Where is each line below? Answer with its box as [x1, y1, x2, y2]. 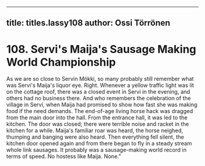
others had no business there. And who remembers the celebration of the [6, 95, 191, 102]
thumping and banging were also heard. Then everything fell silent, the [6, 133, 184, 140]
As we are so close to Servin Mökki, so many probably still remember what [6, 75, 194, 83]
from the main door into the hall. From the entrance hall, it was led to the [6, 114, 188, 122]
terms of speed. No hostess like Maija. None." [6, 153, 121, 160]
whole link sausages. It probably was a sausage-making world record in [6, 147, 187, 154]
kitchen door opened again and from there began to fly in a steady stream [6, 140, 192, 147]
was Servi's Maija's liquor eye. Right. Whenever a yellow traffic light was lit [6, 81, 194, 89]
